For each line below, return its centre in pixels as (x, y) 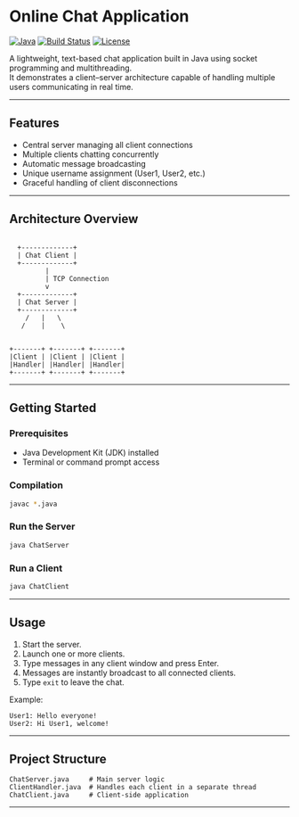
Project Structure (58, 759)
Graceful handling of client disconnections (100, 182)
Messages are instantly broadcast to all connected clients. (129, 673)
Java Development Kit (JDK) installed (90, 453)
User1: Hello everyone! (53, 715)
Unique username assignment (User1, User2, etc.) (114, 173)
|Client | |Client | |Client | (67, 357)
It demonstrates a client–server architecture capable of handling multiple (142, 77)
